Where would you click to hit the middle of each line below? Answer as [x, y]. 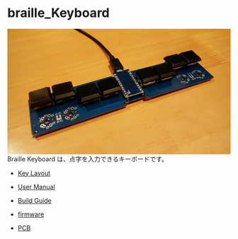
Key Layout [34, 173]
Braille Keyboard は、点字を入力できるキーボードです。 [88, 159]
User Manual [36, 187]
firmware [31, 214]
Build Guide [34, 200]
